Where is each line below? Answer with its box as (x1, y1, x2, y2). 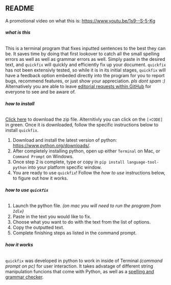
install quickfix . (5, 127, 39, 134)
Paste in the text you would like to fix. (12, 213, 92, 220)
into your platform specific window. (28, 164, 102, 170)
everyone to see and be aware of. (5, 89, 76, 95)
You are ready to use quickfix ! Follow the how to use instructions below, (12, 170, 165, 176)
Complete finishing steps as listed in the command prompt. (12, 230, 137, 236)
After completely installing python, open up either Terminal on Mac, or (12, 148, 160, 154)
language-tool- (127, 160, 159, 165)
